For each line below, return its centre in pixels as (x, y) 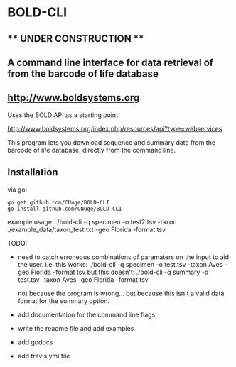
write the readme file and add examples (76, 328)
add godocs (35, 342)
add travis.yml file (44, 356)
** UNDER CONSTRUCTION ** (76, 39)
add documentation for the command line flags (86, 314)
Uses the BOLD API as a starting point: (64, 115)
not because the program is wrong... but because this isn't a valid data (121, 293)
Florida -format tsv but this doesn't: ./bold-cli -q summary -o (120, 272)
